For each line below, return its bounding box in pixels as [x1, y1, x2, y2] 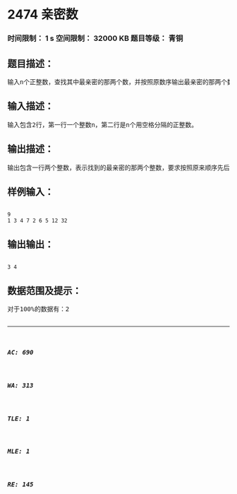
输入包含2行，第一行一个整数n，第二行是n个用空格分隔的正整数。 [7, 121, 198, 129]
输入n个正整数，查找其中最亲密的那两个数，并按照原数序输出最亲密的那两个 [7, 78, 228, 86]
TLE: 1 [7, 414, 30, 423]
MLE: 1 [7, 447, 30, 456]
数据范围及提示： [7, 284, 82, 297]
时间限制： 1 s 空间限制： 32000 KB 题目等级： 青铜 [7, 33, 183, 43]
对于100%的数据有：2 [7, 305, 70, 313]
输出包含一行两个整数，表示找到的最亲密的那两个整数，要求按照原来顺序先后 [7, 163, 230, 172]
